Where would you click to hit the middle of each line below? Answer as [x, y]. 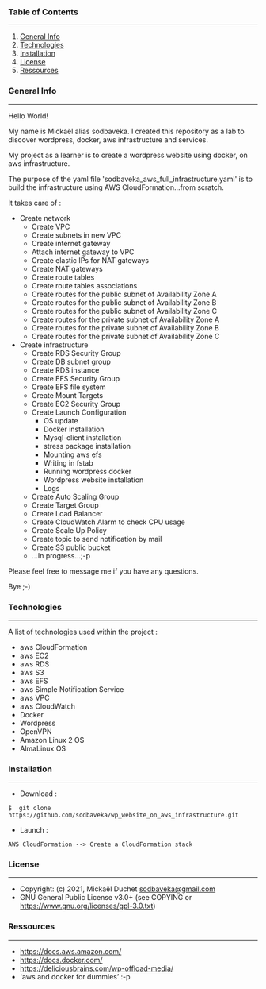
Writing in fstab [68, 462]
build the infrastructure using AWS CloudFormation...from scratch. [116, 187]
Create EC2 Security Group [76, 404]
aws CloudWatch [47, 706]
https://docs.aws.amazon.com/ [70, 951]
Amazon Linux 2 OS [52, 740]
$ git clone [30, 809]
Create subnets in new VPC [76, 235]
